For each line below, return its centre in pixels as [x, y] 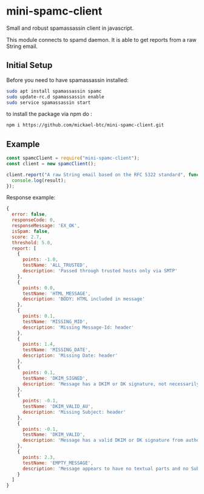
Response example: [31, 197]
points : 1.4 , [39, 345]
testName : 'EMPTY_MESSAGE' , [58, 463]
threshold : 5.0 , [32, 242]
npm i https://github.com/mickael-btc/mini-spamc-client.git [85, 125]
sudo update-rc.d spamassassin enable [55, 97]
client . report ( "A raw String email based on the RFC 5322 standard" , [96, 174]
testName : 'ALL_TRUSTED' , [55, 266]
